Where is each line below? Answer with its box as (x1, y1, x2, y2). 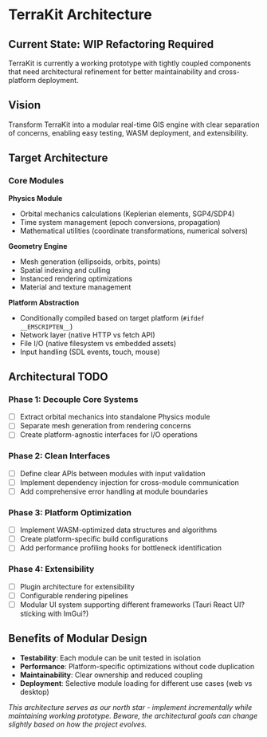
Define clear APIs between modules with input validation (19, 468, 206, 478)
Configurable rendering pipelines (19, 590, 129, 600)
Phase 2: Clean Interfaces (8, 451, 111, 462)
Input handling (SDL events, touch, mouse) (19, 347, 161, 357)
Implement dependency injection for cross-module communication (19, 477, 239, 487)
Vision (8, 98, 41, 112)
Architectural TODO (8, 369, 108, 384)
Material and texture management (19, 282, 132, 292)
